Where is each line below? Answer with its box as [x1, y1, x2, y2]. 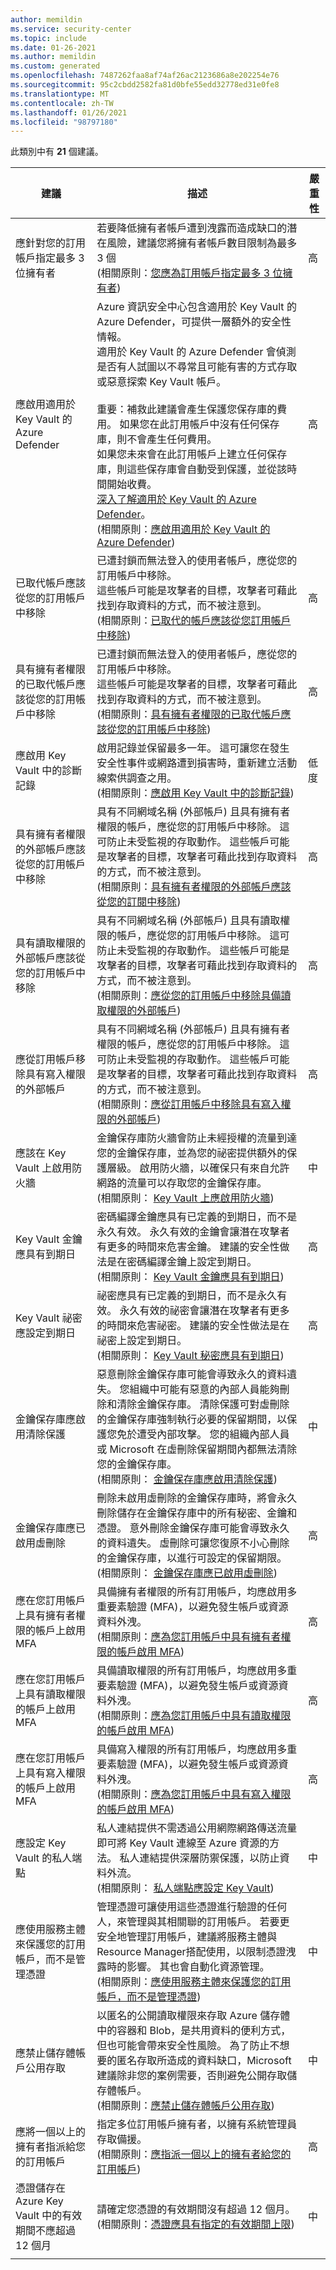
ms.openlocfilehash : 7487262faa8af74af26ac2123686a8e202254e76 [10, 71, 280, 81]
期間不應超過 [15, 2224, 77, 2238]
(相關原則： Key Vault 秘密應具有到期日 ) [96, 1349, 285, 1363]
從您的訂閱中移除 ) [96, 895, 182, 909]
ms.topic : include [10, 33, 87, 43]
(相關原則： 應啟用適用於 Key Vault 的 [96, 522, 271, 536]
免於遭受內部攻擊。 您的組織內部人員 [116, 1427, 290, 1441]
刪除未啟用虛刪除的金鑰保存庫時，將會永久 [96, 1491, 298, 1505]
